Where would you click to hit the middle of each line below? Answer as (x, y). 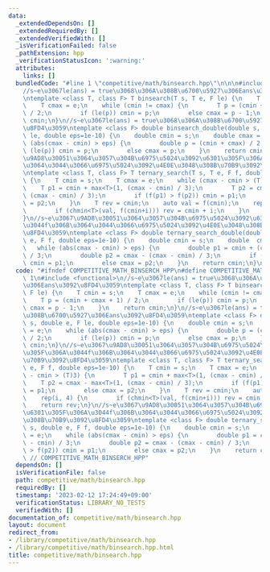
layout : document (37, 525)
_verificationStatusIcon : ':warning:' (81, 61)
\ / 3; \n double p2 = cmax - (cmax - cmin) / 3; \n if (140, 255)
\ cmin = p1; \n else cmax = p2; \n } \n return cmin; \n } (140, 263)
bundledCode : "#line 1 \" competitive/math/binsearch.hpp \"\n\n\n (127, 83)
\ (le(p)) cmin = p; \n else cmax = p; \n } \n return (135, 151)
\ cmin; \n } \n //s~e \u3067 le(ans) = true (90, 121)
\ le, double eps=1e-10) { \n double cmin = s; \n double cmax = (142, 135)
